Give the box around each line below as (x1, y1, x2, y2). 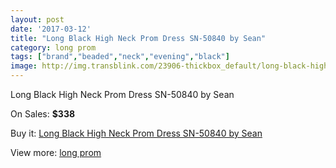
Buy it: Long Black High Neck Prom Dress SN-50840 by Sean (10, 127, 263, 139)
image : (10, 61, 38, 71)
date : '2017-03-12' (10, 24, 92, 34)
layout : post (10, 14, 65, 25)
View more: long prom (10, 147, 102, 158)
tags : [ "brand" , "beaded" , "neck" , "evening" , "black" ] (10, 52, 230, 62)
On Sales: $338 (10, 108, 76, 120)
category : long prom (10, 42, 97, 53)
